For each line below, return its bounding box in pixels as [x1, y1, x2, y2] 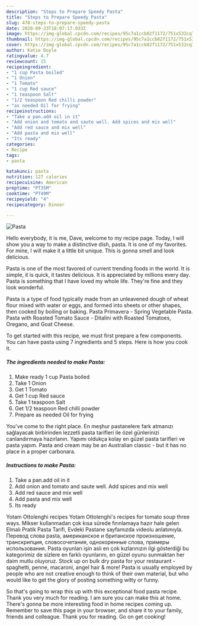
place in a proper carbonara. [6, 448, 76, 455]
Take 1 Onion [14, 380, 46, 387]
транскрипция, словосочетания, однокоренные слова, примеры [6, 539, 170, 546]
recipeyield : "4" [6, 196, 49, 202]
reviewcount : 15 [6, 58, 46, 64]
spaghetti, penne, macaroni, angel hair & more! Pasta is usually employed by [6, 564, 192, 571]
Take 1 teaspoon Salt [14, 399, 66, 406]
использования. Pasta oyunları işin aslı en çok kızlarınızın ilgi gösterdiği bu [6, 545, 190, 552]
